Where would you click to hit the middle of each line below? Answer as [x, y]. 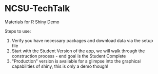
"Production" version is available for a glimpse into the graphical [76, 61]
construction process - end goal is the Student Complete [69, 56]
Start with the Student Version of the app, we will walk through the [78, 51]
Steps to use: [18, 31]
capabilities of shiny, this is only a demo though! [60, 66]
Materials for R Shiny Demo [32, 22]
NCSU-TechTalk [37, 8]
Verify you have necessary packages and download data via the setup [82, 40]
